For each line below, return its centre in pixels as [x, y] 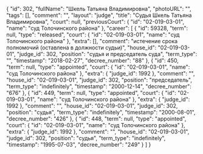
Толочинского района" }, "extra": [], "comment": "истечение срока [92, 41]
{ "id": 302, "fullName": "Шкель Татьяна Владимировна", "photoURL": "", [99, 9]
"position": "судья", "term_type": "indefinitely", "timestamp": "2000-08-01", [101, 112]
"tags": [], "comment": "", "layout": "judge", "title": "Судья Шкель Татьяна [99, 15]
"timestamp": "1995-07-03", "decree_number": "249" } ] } [79, 145]
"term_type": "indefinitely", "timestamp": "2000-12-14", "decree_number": [99, 86]
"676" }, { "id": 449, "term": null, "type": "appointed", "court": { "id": [91, 93]
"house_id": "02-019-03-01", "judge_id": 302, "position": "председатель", [99, 80]
